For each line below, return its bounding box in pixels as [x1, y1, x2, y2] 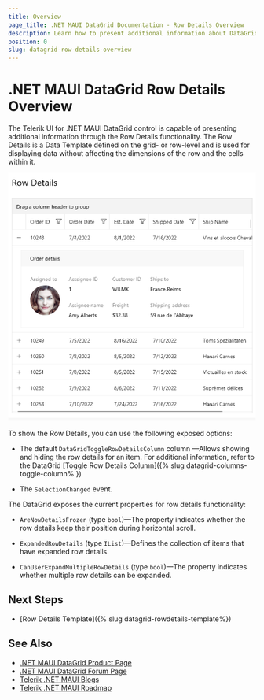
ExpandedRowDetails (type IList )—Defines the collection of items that [19, 539, 244, 548]
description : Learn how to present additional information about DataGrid [8, 29, 258, 37]
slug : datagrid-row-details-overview [8, 46, 132, 54]
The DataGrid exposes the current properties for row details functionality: [8, 500, 246, 509]
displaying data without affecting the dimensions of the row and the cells [8, 149, 244, 158]
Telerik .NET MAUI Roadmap [19, 683, 112, 692]
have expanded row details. [19, 547, 110, 557]
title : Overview [8, 13, 61, 20]
